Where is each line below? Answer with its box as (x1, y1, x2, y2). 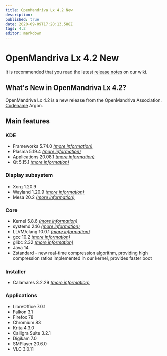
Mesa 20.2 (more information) (12, 194, 75, 200)
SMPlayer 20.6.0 (12, 340, 47, 347)
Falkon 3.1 (12, 309, 33, 315)
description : (5, 12, 33, 17)
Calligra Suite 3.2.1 (12, 330, 51, 336)
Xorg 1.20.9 (12, 183, 37, 189)
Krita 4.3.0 (12, 325, 34, 331)
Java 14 (12, 245, 29, 251)
